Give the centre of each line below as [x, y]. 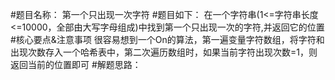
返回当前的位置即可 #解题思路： [76, 64]
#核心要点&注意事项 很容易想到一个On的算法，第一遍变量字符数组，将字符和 [167, 39]
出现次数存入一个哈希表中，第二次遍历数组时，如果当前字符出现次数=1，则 [164, 52]
